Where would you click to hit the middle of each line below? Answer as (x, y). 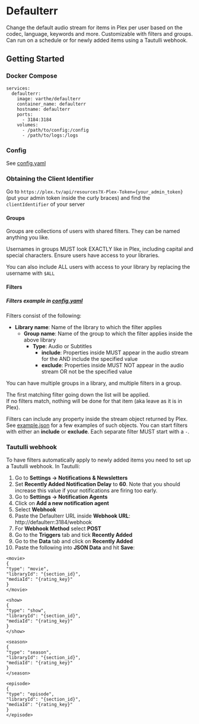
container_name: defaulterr (51, 104)
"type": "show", (26, 611)
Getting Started (35, 59)
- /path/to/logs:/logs (50, 135)
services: (18, 88)
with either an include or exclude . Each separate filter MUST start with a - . (98, 431)
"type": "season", (29, 652)
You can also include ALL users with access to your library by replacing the (98, 267)
